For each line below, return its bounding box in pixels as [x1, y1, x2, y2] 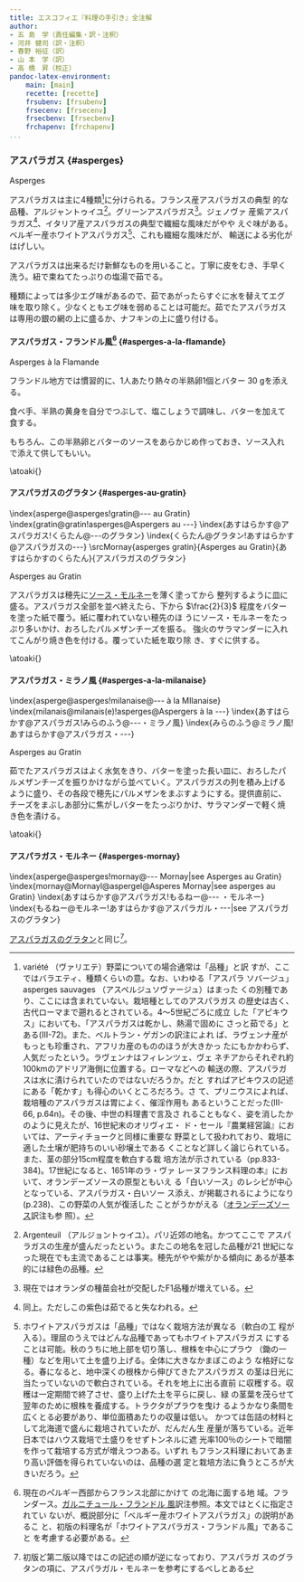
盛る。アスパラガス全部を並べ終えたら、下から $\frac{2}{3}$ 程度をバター [9, 601, 288, 611]
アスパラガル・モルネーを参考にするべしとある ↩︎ [70, 1563, 254, 1574]
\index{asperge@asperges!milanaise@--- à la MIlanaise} [9, 696, 222, 706]
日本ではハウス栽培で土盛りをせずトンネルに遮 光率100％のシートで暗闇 [22, 1435, 292, 1445]
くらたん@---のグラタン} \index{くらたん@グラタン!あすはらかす [51, 530, 295, 541]
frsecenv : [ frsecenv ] [25, 106, 107, 115]
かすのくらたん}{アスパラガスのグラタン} [33, 553, 186, 564]
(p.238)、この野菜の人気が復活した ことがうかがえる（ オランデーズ [22, 1199, 274, 1210]
